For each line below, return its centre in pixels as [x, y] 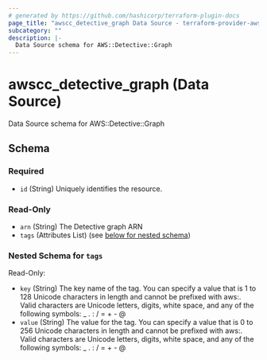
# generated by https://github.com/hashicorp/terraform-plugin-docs [124, 16]
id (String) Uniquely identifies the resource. [91, 189]
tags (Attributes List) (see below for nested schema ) [105, 235]
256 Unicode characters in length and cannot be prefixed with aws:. [131, 331]
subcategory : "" [35, 30]
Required [26, 171]
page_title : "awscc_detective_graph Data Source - [94, 23]
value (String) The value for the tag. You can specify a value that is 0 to [136, 323]
